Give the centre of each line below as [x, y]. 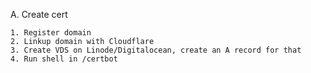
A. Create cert [39, 14]
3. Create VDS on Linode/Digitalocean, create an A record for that [156, 50]
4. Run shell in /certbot [64, 59]
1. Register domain [51, 33]
